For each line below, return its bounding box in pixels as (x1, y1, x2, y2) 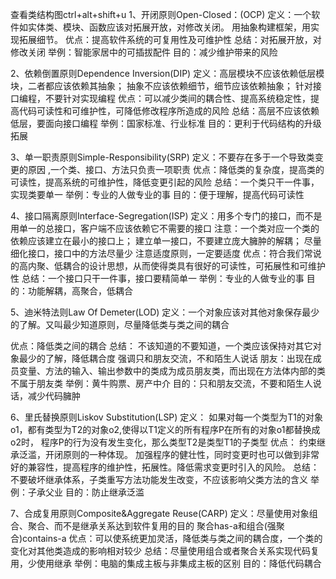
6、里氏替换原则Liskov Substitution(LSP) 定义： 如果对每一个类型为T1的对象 (10, 411, 324, 423)
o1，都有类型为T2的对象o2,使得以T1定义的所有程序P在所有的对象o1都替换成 (10, 424, 321, 435)
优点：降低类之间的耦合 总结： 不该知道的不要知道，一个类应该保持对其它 (10, 340, 313, 352)
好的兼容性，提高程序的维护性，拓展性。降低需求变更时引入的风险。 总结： (10, 461, 320, 473)
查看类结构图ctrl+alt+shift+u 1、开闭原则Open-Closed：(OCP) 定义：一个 (10, 9, 312, 20)
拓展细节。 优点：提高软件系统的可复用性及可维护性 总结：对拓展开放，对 (18, 34, 322, 45)
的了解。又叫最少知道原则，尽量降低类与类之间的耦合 (10, 319, 230, 330)
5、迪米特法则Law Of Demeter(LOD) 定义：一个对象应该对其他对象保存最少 (10, 306, 320, 318)
